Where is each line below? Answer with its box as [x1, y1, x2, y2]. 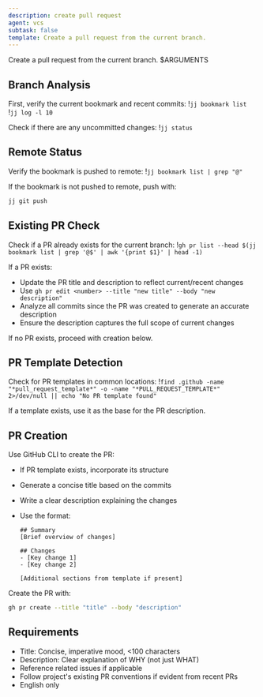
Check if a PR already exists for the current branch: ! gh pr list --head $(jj [8, 240, 257, 249]
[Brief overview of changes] [19, 534, 116, 541]
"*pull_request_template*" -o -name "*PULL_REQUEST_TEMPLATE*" [8, 385, 221, 393]
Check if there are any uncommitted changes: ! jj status [8, 123, 193, 133]
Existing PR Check [8, 219, 100, 233]
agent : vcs [8, 19, 44, 27]
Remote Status [8, 145, 83, 159]
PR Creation [8, 429, 69, 442]
